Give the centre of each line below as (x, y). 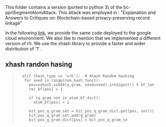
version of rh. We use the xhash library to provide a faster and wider (75, 43)
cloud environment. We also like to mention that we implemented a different (83, 38)
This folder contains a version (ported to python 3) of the (64, 7)
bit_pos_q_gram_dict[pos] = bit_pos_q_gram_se (78, 119)
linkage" (14, 23)
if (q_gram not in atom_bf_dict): (65, 98)
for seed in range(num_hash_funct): (62, 80)
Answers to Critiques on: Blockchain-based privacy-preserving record (77, 18)
